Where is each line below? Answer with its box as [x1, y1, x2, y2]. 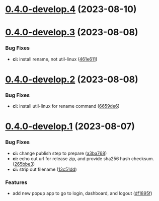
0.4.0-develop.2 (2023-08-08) [5, 74, 138, 85]
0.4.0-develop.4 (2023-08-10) [5, 4, 137, 15]
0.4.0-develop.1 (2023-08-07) [5, 121, 135, 132]
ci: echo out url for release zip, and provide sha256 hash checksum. [12, 155, 154, 162]
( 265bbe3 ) [12, 161, 35, 167]
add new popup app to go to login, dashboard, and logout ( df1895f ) [12, 190, 152, 196]
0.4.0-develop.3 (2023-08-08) [5, 27, 138, 38]
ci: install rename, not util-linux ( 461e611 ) [12, 56, 98, 62]
